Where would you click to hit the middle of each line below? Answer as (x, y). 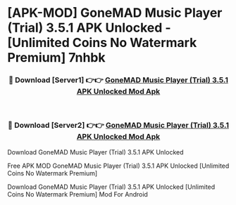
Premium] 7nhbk (56, 58)
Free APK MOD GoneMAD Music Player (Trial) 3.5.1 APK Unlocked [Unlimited (118, 166)
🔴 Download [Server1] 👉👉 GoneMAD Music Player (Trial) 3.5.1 (118, 80)
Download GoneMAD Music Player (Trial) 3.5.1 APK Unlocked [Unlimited (111, 187)
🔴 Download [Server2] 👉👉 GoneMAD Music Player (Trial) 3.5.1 (118, 126)
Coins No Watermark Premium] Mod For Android (77, 194)
